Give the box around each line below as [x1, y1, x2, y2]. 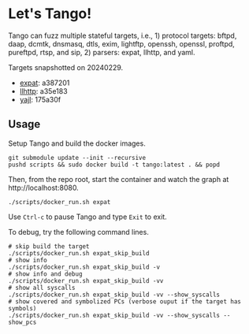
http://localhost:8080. [8, 183, 79, 192]
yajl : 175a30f [19, 95, 61, 104]
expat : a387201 [19, 78, 70, 87]
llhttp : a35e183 [19, 86, 69, 95]
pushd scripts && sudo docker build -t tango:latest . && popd [8, 161, 221, 169]
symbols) [8, 304, 37, 312]
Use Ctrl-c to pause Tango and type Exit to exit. [8, 212, 167, 221]
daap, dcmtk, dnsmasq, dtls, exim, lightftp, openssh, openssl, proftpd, [8, 39, 235, 48]
